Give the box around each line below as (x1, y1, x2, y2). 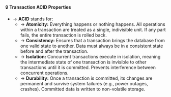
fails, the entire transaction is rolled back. (20, 32, 107, 38)
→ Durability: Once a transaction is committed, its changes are (20, 75, 153, 81)
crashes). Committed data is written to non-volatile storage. (20, 86, 146, 92)
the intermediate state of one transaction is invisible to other (20, 59, 147, 65)
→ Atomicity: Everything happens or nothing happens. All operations (20, 21, 165, 27)
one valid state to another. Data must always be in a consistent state (20, 43, 163, 49)
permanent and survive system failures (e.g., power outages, (20, 81, 149, 86)
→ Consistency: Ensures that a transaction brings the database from (20, 38, 165, 43)
